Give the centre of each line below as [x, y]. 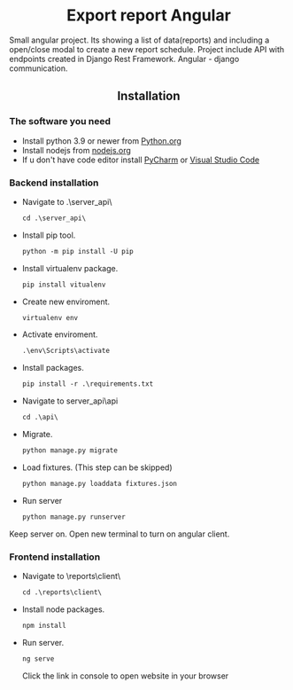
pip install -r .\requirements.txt [88, 384]
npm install [44, 625]
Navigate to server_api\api [70, 401]
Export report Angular [149, 16]
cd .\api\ [40, 418]
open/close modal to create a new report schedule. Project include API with [147, 49]
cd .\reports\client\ [62, 592]
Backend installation [54, 183]
